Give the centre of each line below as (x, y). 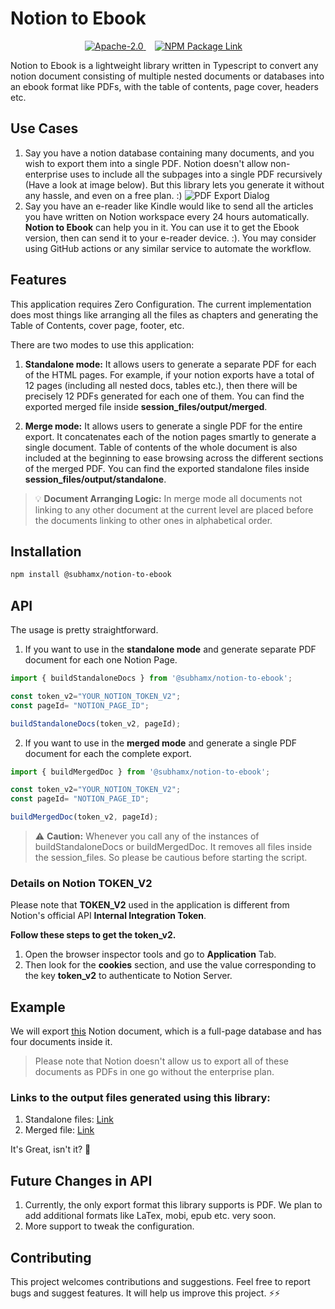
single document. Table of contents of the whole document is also (161, 447)
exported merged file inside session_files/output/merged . (146, 406)
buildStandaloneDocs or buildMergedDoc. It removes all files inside (173, 847)
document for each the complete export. (108, 753)
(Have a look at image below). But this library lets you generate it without (174, 184)
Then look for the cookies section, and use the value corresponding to (170, 965)
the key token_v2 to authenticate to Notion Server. (128, 976)
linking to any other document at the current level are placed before (174, 509)
